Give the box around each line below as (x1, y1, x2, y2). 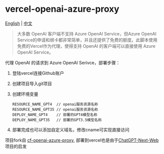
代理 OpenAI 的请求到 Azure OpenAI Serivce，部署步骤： (5, 60, 120, 65)
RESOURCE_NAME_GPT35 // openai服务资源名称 (12, 107, 98, 112)
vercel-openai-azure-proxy (5, 3, 119, 15)
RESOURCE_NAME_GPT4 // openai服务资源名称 (12, 102, 98, 107)
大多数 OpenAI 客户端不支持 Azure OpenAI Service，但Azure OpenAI (17, 31, 157, 36)
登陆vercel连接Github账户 (12, 70, 64, 76)
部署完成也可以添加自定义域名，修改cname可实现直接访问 (12, 126, 130, 132)
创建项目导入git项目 (12, 80, 53, 87)
